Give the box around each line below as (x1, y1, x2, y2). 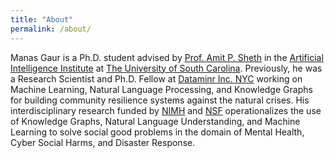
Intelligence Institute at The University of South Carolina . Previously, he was (10, 62, 323, 74)
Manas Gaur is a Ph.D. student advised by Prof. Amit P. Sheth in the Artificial (10, 51, 324, 63)
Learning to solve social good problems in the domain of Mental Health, (10, 126, 305, 138)
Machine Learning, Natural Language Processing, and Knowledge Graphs (10, 83, 313, 95)
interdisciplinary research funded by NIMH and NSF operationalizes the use (10, 104, 322, 116)
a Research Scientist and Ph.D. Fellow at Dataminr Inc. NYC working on (10, 72, 303, 85)
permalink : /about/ (10, 24, 92, 34)
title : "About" (10, 14, 74, 25)
